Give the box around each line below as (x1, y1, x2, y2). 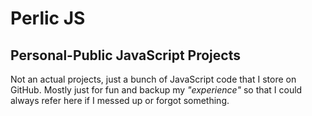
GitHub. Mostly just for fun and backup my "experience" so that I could (10, 84, 303, 96)
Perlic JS (10, 7, 86, 30)
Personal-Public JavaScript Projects (10, 47, 241, 64)
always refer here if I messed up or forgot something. (10, 95, 230, 106)
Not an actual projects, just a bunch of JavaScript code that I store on (10, 73, 297, 85)
